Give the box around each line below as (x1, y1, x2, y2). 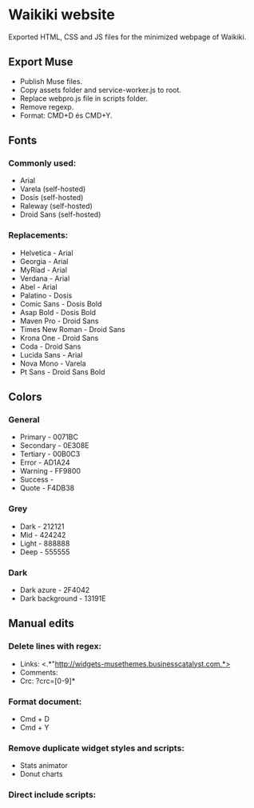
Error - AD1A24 (19, 458, 70, 467)
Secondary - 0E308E (19, 441, 89, 450)
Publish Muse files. (19, 76, 82, 86)
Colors (8, 390, 42, 404)
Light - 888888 (19, 538, 70, 548)
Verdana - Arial (19, 274, 70, 283)
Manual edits (8, 617, 74, 630)
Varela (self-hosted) (19, 184, 86, 194)
